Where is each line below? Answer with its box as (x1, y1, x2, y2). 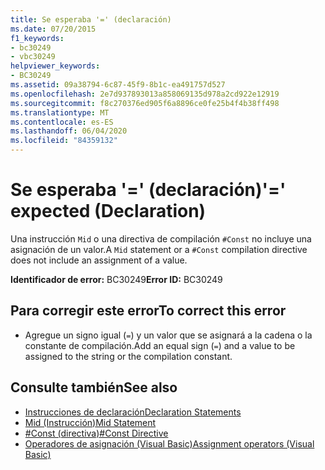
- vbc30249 (10, 52, 56, 62)
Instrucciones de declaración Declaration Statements (24, 406, 242, 418)
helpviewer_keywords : (10, 61, 101, 71)
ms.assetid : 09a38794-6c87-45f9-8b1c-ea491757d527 (10, 80, 226, 90)
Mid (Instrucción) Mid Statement (24, 416, 157, 428)
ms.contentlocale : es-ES (10, 117, 114, 127)
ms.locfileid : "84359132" (10, 136, 118, 146)
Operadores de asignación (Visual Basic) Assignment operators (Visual (24, 437, 315, 450)
